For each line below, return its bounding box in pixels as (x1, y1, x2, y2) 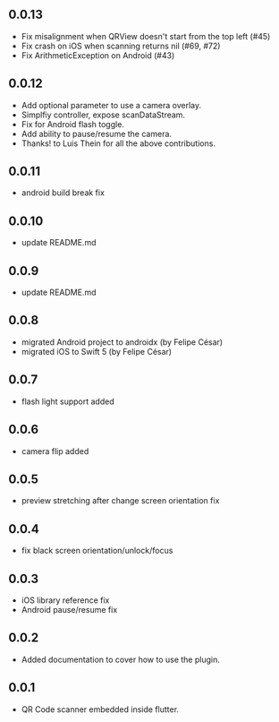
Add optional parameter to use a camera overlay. (21, 99, 202, 110)
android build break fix (21, 187, 105, 198)
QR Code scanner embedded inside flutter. (21, 703, 180, 715)
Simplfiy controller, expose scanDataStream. (21, 109, 185, 120)
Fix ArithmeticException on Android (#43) (21, 49, 175, 61)
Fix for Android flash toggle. (21, 118, 124, 129)
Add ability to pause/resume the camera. (21, 128, 172, 139)
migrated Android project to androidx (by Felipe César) (21, 336, 224, 348)
